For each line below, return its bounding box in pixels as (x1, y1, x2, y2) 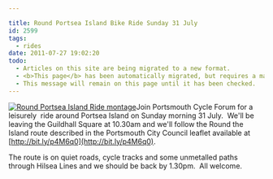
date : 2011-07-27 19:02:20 (8, 50, 100, 58)
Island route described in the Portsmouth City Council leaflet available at (8, 128, 250, 138)
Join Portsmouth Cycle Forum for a (136, 102, 253, 111)
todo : (8, 57, 27, 65)
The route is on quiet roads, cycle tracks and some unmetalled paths (8, 152, 238, 162)
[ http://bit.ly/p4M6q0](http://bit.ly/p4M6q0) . (8, 136, 156, 146)
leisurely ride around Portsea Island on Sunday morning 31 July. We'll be (8, 111, 254, 120)
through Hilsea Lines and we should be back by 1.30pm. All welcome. (8, 160, 242, 171)
